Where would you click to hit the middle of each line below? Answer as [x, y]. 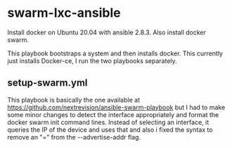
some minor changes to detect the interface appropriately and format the [113, 114]
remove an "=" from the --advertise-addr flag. [74, 137]
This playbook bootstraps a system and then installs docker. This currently [115, 53]
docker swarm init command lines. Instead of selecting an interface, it [108, 122]
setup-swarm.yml [47, 83]
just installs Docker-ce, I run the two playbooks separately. [92, 60]
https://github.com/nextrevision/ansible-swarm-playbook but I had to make [116, 107]
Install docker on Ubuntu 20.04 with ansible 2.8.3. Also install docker [107, 32]
